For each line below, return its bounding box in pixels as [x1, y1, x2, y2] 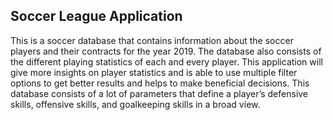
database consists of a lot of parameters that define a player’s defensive [10, 87, 309, 99]
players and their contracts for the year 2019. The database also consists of [10, 45, 322, 57]
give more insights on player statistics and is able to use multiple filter [10, 66, 298, 78]
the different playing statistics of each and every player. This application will [10, 55, 323, 68]
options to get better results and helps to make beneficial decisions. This [10, 77, 310, 89]
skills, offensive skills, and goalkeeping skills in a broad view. [10, 98, 261, 110]
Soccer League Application [10, 8, 183, 25]
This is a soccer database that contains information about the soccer [10, 34, 294, 46]
